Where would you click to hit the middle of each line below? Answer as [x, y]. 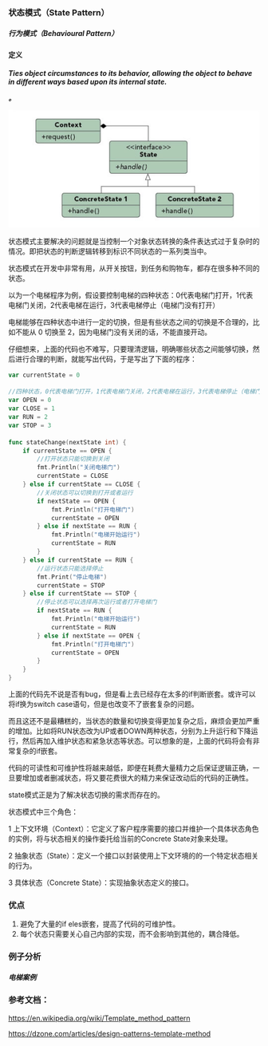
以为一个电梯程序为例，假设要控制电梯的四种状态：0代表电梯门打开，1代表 [131, 295]
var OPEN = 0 [30, 401]
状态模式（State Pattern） [59, 12]
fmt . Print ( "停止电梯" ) [72, 577]
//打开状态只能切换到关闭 [73, 459]
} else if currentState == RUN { [78, 560]
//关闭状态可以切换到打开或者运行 [85, 492]
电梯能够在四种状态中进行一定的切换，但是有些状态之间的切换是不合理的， [130, 322]
